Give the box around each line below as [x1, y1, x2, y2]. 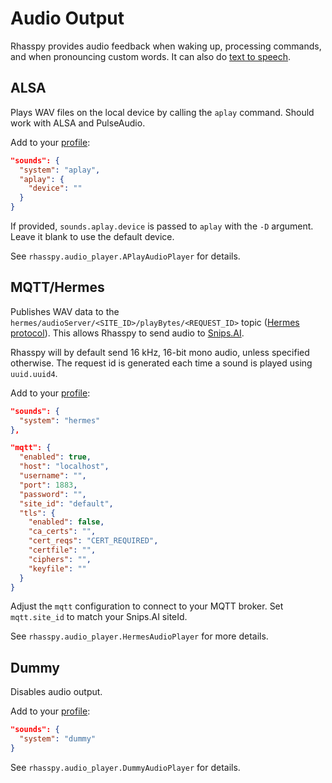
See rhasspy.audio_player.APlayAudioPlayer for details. [10, 250, 241, 262]
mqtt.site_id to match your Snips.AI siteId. [10, 611, 188, 623]
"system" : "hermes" [19, 415, 101, 426]
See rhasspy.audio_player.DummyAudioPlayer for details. [10, 761, 241, 773]
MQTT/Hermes [10, 279, 105, 296]
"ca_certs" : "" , [28, 527, 97, 537]
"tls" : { [19, 508, 56, 518]
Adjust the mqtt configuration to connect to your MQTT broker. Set [10, 600, 284, 612]
